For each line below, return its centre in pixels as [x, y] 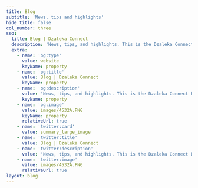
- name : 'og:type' [39, 55]
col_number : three [29, 28]
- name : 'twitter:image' [47, 160]
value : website [40, 61]
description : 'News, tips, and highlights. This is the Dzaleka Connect [103, 45]
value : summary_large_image [56, 132]
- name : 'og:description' [49, 88]
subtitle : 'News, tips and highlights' [55, 17]
